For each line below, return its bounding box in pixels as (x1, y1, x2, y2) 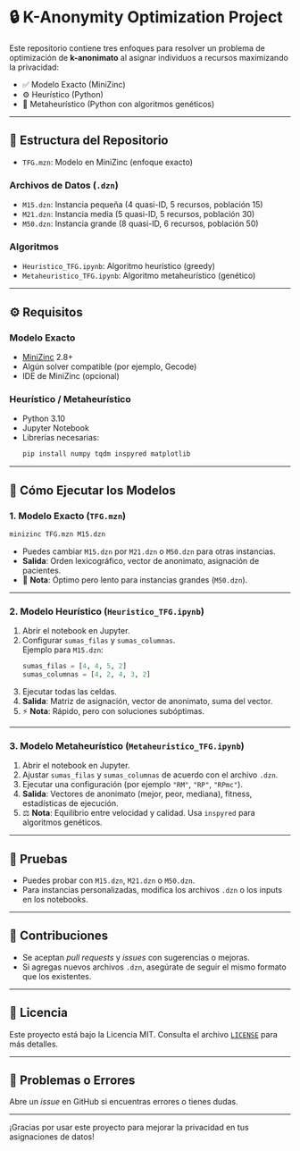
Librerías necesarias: (21, 433, 100, 443)
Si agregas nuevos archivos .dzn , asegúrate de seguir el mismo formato (21, 962, 287, 972)
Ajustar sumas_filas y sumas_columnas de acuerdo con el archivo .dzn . (21, 769, 279, 780)
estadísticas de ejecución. (21, 798, 119, 809)
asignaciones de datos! (9, 1131, 96, 1142)
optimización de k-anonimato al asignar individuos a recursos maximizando (9, 52, 288, 63)
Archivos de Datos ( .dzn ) (9, 179, 119, 191)
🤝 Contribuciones (9, 928, 109, 944)
